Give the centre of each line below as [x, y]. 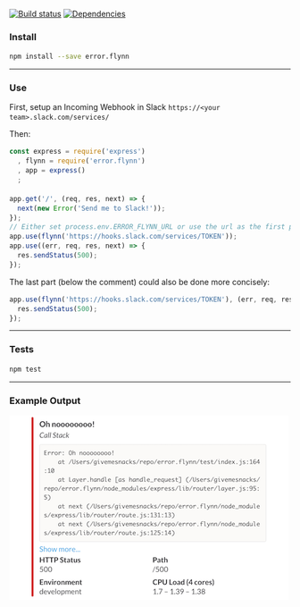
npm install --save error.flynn [69, 57]
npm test [25, 369]
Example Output [45, 400]
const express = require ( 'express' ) [77, 152]
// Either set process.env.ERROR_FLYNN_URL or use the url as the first [147, 227]
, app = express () [52, 171]
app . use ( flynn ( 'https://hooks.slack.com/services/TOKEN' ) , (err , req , [143, 299]
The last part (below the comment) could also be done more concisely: [140, 282]
